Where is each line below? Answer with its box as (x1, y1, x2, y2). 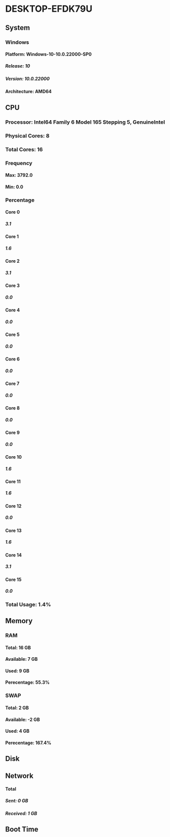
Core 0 (5, 209, 20, 215)
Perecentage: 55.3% (5, 679, 50, 685)
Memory (5, 617, 33, 625)
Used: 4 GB (5, 728, 29, 734)
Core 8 (5, 405, 20, 411)
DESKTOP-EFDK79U (5, 3, 93, 15)
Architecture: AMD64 (5, 89, 52, 95)
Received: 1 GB (5, 811, 37, 817)
